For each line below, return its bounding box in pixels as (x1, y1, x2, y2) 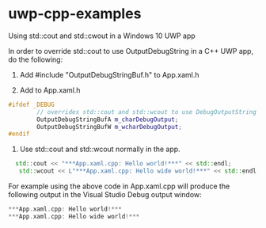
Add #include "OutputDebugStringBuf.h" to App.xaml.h (19, 70, 199, 79)
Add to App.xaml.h (19, 85, 81, 95)
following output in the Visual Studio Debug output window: (8, 190, 202, 199)
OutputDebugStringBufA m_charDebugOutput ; (36, 116, 179, 123)
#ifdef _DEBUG (8, 101, 55, 108)
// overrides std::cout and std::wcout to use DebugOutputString (36, 108, 257, 116)
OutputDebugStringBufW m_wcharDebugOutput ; (36, 123, 182, 131)
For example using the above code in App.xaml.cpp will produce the (8, 181, 230, 191)
